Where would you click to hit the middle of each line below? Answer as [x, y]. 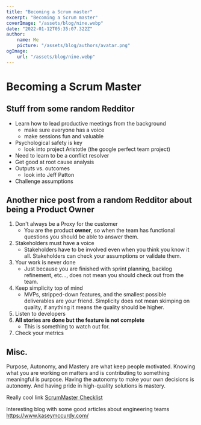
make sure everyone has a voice [64, 130]
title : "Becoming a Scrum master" [50, 12]
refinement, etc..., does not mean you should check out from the [104, 275]
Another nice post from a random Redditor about [99, 200]
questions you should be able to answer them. [81, 237]
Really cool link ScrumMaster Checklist [55, 398]
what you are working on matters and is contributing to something [88, 373]
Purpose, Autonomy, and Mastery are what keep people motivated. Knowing [101, 366]
